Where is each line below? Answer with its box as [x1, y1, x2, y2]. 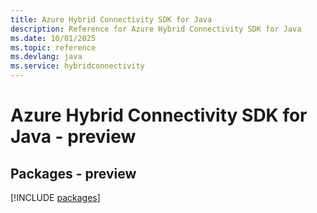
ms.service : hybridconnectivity [10, 61, 145, 71]
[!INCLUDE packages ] [10, 192, 101, 203]
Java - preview [10, 126, 137, 148]
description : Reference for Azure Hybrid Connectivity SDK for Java [10, 24, 302, 34]
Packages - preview [10, 165, 137, 182]
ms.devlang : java [10, 52, 83, 62]
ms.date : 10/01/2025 [10, 33, 97, 43]
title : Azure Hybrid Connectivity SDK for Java [10, 14, 213, 25]
